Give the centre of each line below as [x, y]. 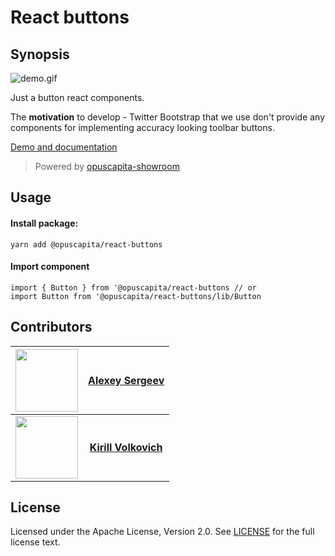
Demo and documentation [64, 147]
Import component [50, 267]
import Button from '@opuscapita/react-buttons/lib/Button [136, 296]
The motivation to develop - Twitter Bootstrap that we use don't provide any [168, 117]
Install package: [44, 223]
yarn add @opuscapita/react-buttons [86, 244]
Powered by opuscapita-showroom [107, 166]
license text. [35, 542]
